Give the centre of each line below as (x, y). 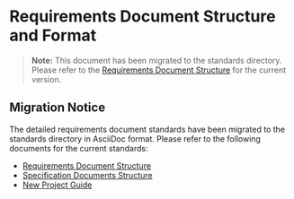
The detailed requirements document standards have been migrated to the (147, 129)
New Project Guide (57, 185)
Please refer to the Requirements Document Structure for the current (158, 70)
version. (46, 79)
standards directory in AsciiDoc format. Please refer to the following (135, 138)
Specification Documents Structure (87, 175)
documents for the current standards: (79, 148)
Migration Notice (58, 108)
